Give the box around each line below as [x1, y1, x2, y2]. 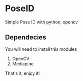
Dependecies [5, 33, 46, 41]
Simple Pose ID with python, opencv [5, 19, 78, 25]
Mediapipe [12, 61, 34, 66]
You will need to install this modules [5, 46, 77, 52]
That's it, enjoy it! [5, 70, 40, 76]
